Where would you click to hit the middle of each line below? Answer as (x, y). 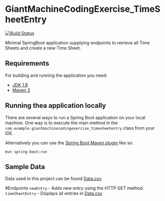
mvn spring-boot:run (26, 152)
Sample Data (25, 167)
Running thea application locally (56, 106)
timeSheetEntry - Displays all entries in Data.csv (54, 194)
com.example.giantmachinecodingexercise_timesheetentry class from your (80, 128)
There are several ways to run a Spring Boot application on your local (75, 117)
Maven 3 (21, 90)
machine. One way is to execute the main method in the (62, 123)
